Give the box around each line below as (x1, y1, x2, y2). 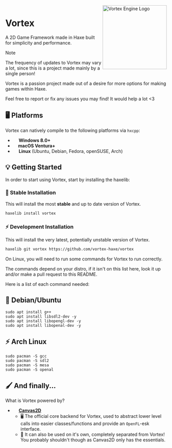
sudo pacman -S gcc (5, 353, 47, 359)
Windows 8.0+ (18, 137, 51, 143)
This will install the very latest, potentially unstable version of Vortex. (5, 237, 150, 243)
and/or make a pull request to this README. (5, 271, 98, 277)
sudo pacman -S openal (5, 367, 54, 372)
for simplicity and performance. (5, 39, 72, 46)
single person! (5, 70, 36, 76)
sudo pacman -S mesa (5, 363, 50, 368)
